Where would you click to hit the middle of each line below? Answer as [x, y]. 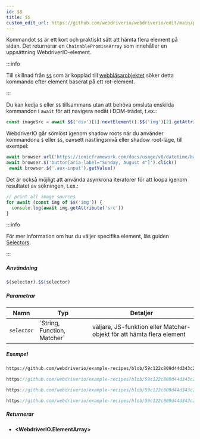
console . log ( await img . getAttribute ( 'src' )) [68, 208]
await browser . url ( [30, 157]
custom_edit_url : [28, 23]
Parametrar [21, 295]
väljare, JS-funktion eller [127, 327]
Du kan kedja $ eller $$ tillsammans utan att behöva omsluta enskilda [90, 105]
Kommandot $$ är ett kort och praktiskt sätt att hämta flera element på [92, 40]
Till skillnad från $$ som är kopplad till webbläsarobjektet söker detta [90, 76]
